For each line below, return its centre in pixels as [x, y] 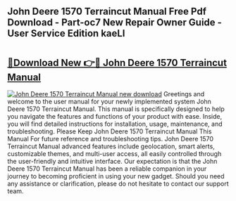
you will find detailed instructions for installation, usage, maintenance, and [115, 124]
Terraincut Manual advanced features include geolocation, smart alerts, [111, 146]
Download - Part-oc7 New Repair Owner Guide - [114, 23]
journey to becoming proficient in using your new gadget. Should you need [116, 176]
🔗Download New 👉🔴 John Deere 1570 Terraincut [117, 63]
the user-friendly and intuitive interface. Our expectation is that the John [112, 161]
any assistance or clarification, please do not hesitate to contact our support [118, 183]
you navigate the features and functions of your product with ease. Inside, [115, 116]
